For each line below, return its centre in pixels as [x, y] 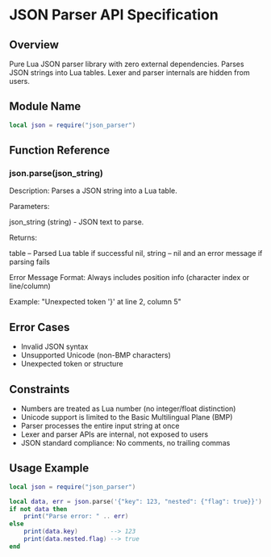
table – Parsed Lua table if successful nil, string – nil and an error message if [136, 253]
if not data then [38, 509]
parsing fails [30, 262]
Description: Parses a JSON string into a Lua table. [94, 191]
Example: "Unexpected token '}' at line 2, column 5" [96, 302]
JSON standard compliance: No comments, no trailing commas [125, 443]
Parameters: [29, 207]
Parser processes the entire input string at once [100, 426]
